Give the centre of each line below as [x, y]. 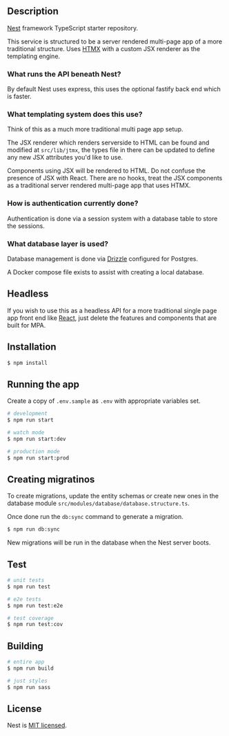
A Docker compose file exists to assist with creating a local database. [106, 272]
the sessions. [26, 226]
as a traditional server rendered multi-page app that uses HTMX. [99, 185]
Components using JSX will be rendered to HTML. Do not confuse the [106, 171]
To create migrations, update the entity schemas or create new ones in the [113, 496]
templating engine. [34, 56]
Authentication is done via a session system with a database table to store [112, 218]
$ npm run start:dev [37, 439]
